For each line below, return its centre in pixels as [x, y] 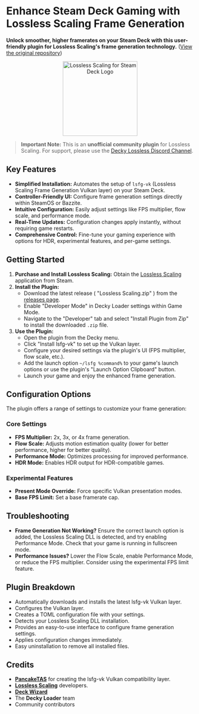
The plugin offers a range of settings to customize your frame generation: [96, 409]
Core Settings [27, 424]
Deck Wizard [31, 692]
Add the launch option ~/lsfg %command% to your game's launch [101, 363]
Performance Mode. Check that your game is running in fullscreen [96, 543]
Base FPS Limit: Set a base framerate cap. [67, 497]
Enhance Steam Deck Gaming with [93, 11]
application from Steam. [44, 280]
